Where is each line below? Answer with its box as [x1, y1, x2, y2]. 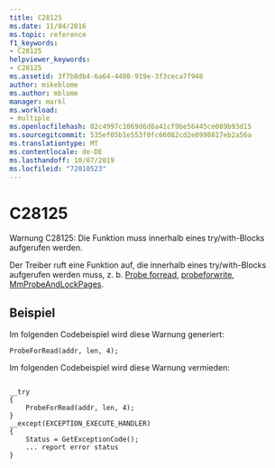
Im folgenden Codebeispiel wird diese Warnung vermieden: [9, 362, 230, 373]
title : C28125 [9, 13, 63, 23]
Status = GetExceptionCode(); [25, 435, 140, 445]
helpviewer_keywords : [9, 55, 91, 64]
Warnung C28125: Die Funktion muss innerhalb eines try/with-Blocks [9, 233, 265, 243]
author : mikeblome [9, 80, 78, 89]
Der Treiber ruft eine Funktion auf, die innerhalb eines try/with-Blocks [9, 260, 267, 271]
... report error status [25, 443, 119, 452]
